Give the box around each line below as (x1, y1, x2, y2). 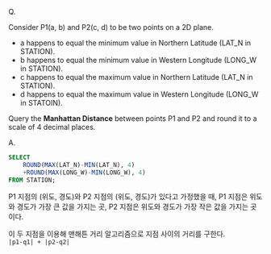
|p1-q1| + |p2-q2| (8, 238, 70, 246)
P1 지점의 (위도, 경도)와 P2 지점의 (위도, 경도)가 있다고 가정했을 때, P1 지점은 (8, 191, 248, 201)
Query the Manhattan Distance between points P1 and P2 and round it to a (8, 114, 257, 123)
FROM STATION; (8, 176, 56, 184)
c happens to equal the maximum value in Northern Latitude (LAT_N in (19, 73, 253, 81)
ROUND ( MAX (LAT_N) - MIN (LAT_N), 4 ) (23, 160, 135, 169)
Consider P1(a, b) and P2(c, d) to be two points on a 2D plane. (8, 23, 214, 31)
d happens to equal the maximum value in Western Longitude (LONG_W (19, 90, 259, 99)
